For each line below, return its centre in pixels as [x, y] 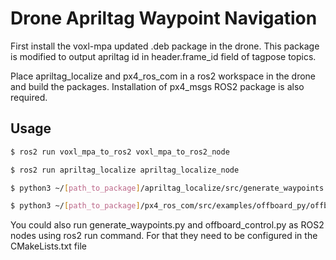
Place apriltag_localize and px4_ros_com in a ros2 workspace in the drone [163, 76]
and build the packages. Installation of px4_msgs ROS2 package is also [157, 86]
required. [29, 97]
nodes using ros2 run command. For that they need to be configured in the [164, 236]
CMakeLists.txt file [48, 246]
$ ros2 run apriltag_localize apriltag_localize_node [125, 170]
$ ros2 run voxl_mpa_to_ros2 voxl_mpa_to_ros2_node [120, 152]
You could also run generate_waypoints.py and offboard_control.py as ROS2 [167, 225]
